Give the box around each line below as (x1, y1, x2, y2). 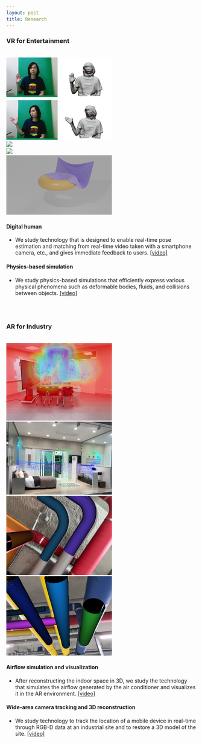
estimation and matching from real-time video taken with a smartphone (14, 242, 192, 250)
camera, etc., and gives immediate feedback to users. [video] (14, 249, 168, 256)
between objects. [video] (14, 289, 77, 296)
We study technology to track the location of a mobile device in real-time (14, 717, 197, 724)
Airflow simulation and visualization (6, 664, 98, 671)
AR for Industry (6, 322, 52, 331)
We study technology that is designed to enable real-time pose (14, 236, 172, 244)
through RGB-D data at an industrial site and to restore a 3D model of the (14, 723, 197, 731)
